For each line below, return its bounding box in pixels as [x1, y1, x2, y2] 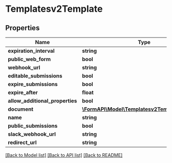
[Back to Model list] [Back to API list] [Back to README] [5, 152, 123, 158]
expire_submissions [8, 80, 58, 88]
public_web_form [8, 56, 51, 63]
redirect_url [8, 139, 37, 146]
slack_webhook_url [8, 131, 56, 137]
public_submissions [8, 123, 58, 129]
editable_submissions [8, 72, 62, 79]
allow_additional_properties [8, 97, 77, 104]
